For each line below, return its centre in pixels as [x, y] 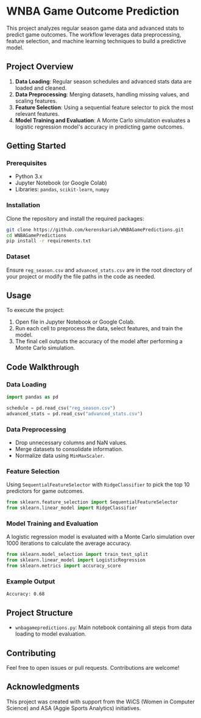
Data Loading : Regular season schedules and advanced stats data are [103, 81]
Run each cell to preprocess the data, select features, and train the [99, 329]
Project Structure [40, 613]
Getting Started [36, 146]
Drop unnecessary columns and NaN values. [71, 443]
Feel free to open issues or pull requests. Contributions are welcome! [93, 667]
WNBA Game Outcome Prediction [93, 11]
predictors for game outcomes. [45, 491]
